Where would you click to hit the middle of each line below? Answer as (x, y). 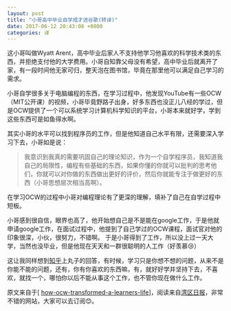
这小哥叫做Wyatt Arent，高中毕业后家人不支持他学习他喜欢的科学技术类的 (111, 53)
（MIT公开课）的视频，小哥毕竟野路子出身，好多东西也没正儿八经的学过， (112, 102)
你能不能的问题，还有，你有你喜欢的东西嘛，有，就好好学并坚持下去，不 (109, 269)
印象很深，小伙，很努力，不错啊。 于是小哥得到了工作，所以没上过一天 (107, 238)
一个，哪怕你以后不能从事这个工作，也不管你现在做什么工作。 (118, 278)
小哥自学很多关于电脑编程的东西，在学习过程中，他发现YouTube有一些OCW (114, 93)
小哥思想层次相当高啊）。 (71, 183)
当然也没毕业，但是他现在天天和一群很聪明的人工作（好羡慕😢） (110, 246)
